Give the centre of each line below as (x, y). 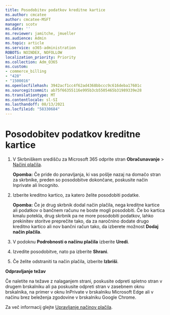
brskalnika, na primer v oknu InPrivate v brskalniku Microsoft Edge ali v (79, 292)
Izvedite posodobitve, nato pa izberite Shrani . (60, 251)
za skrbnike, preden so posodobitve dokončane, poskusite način (80, 180)
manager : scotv (21, 24)
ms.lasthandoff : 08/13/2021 (35, 105)
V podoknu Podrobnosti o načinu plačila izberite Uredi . (71, 241)
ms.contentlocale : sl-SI (31, 100)
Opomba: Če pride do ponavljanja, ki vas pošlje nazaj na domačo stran (87, 174)
